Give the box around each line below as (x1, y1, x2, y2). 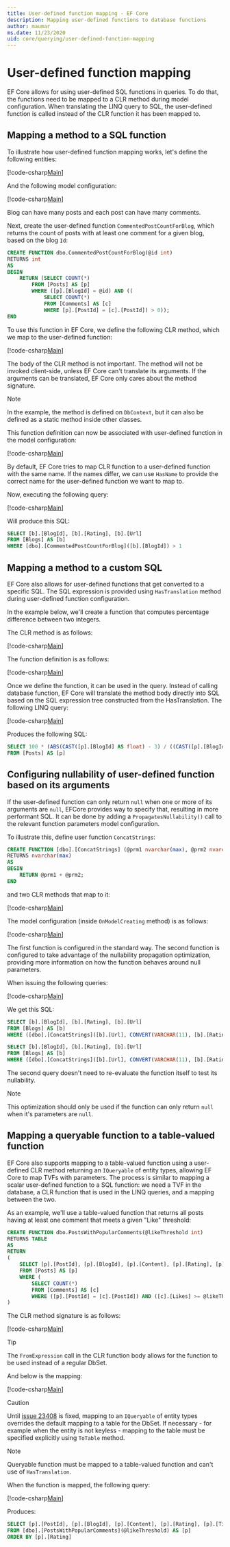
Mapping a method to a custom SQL (7, 562, 163, 574)
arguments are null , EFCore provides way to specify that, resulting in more (7, 805, 219, 813)
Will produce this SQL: (7, 517, 71, 525)
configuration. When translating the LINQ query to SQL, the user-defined (7, 102, 212, 110)
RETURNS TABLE (7, 1236, 48, 1242)
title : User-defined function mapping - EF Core (7, 10, 149, 17)
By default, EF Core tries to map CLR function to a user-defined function (7, 462, 211, 471)
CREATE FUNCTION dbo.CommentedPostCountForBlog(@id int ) (7, 249, 173, 256)
